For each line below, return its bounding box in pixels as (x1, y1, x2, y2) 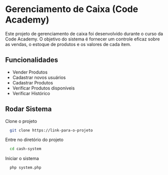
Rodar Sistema (5, 105, 52, 113)
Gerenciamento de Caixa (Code (5, 3, 138, 15)
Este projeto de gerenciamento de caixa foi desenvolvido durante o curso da (5, 30, 163, 36)
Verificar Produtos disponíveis (12, 85, 75, 91)
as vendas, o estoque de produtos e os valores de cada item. (5, 41, 131, 47)
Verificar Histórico (12, 90, 50, 96)
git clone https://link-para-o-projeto (10, 127, 93, 133)
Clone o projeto (5, 118, 38, 124)
